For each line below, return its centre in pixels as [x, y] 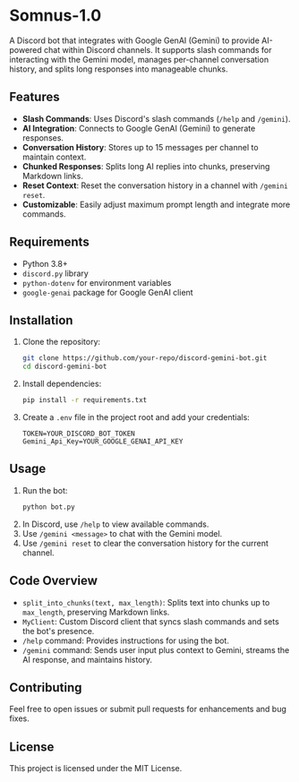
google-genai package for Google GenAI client [108, 292]
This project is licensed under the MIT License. [96, 769]
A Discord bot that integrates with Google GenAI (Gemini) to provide [134, 40]
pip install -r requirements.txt [85, 400]
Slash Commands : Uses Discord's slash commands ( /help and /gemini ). [156, 118]
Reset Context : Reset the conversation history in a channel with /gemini [155, 185]
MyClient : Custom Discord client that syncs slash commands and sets [150, 621]
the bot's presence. [58, 631]
